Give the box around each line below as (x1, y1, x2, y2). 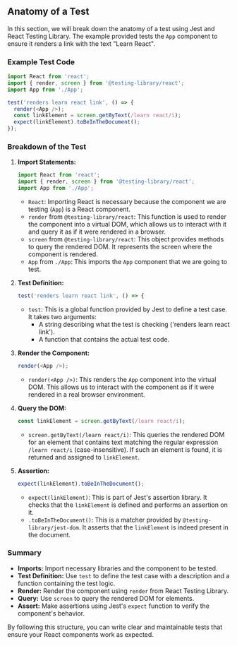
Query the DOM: (17, 404, 67, 412)
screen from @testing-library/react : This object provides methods (28, 235, 224, 244)
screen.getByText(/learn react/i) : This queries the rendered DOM (28, 430, 225, 438)
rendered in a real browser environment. (28, 390, 145, 398)
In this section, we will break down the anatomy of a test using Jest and (7, 24, 215, 32)
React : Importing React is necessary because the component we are (28, 198, 227, 206)
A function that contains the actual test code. (38, 335, 170, 343)
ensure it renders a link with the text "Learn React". (7, 39, 155, 48)
